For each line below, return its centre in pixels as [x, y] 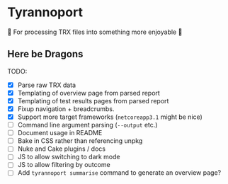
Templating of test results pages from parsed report [93, 100]
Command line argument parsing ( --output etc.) [87, 125]
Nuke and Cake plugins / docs [62, 149]
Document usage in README [60, 133]
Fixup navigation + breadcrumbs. [66, 109]
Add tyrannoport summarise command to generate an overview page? [119, 173]
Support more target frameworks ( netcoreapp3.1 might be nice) [110, 117]
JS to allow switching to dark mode [69, 157]
